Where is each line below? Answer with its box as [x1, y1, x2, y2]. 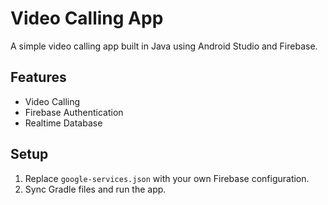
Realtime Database [24, 117, 103, 129]
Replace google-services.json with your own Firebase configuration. [24, 172, 310, 184]
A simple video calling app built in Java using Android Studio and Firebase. [10, 40, 318, 52]
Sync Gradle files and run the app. [24, 183, 167, 195]
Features [10, 69, 67, 86]
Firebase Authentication [24, 106, 124, 118]
